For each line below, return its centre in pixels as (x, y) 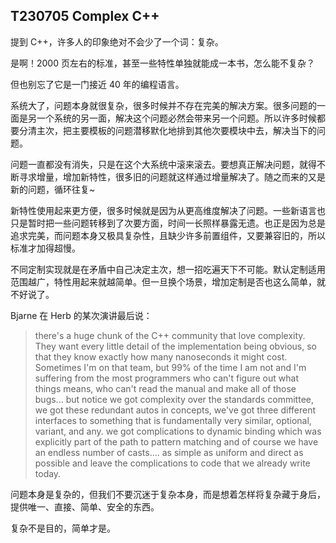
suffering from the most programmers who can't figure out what (166, 378)
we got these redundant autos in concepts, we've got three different (175, 410)
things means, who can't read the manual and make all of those (165, 388)
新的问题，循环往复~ (53, 189)
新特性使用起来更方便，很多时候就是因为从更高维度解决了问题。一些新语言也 (168, 210)
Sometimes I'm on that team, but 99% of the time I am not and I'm (170, 367)
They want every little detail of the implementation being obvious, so (175, 346)
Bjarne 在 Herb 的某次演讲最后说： (81, 315)
